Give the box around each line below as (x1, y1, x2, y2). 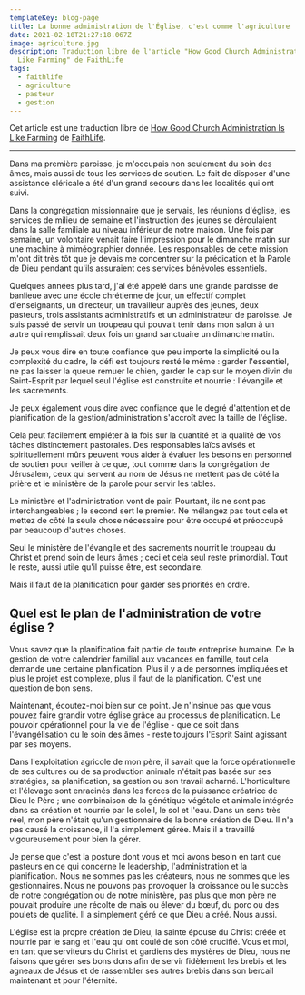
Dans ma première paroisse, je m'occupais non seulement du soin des (9, 158, 272, 169)
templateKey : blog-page (9, 13, 100, 23)
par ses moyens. (9, 739, 72, 750)
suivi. (9, 187, 30, 198)
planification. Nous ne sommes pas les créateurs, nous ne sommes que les (9, 871, 290, 881)
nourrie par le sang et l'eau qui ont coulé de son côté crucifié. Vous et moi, (9, 937, 289, 948)
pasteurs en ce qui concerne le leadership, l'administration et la (9, 861, 248, 872)
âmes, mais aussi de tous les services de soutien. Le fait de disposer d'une (9, 168, 290, 179)
